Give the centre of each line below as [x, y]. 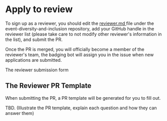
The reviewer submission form [37, 70]
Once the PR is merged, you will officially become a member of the [75, 49]
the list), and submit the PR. [34, 39]
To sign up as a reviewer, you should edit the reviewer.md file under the [80, 23]
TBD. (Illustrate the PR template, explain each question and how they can [81, 108]
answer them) [20, 113]
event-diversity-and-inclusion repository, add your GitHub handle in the [80, 28]
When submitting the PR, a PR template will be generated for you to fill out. [83, 98]
